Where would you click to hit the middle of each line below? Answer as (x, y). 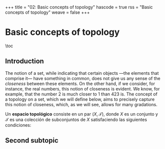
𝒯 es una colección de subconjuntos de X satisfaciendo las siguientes (76, 119)
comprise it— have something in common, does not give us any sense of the (83, 78)
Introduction (25, 61)
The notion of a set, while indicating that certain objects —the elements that (82, 73)
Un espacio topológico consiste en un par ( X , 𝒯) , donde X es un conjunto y (82, 114)
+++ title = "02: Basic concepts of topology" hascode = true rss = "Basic (79, 7)
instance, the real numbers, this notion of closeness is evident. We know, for (82, 89)
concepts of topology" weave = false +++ (48, 12)
